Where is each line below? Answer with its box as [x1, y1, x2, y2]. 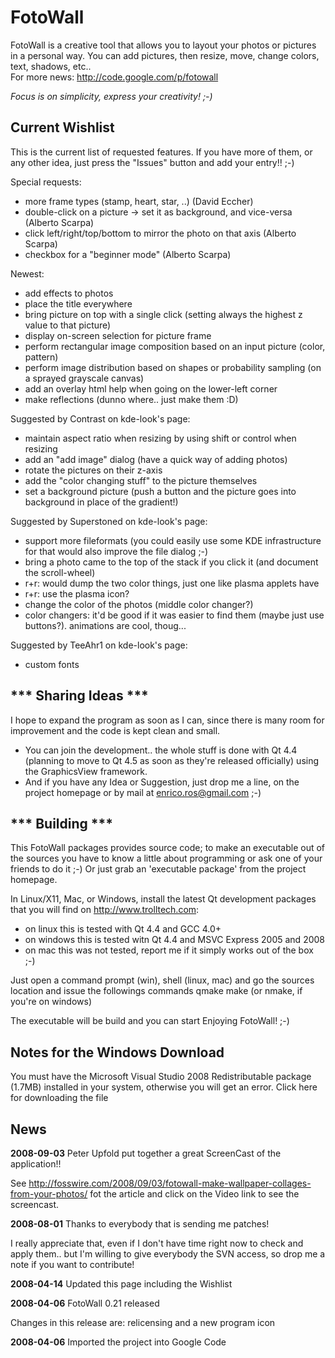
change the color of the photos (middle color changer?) [24, 598, 254, 610]
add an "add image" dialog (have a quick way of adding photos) [24, 453, 288, 465]
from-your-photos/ [10, 1188, 88, 1200]
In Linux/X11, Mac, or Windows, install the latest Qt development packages [10, 893, 317, 905]
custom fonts [24, 658, 80, 670]
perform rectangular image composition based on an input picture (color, [24, 340, 326, 352]
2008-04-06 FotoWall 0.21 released [10, 1297, 160, 1309]
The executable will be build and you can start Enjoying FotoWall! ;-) [10, 1015, 290, 1027]
